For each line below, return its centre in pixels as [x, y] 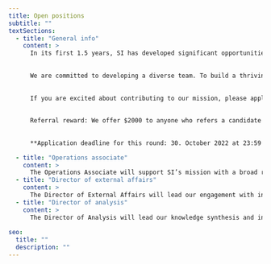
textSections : [32, 31]
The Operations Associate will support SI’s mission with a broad [144, 173]
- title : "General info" [57, 38]
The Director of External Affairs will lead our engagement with [142, 195]
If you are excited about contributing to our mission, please [138, 98]
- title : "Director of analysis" [72, 202]
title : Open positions [46, 16]
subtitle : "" [30, 23]
